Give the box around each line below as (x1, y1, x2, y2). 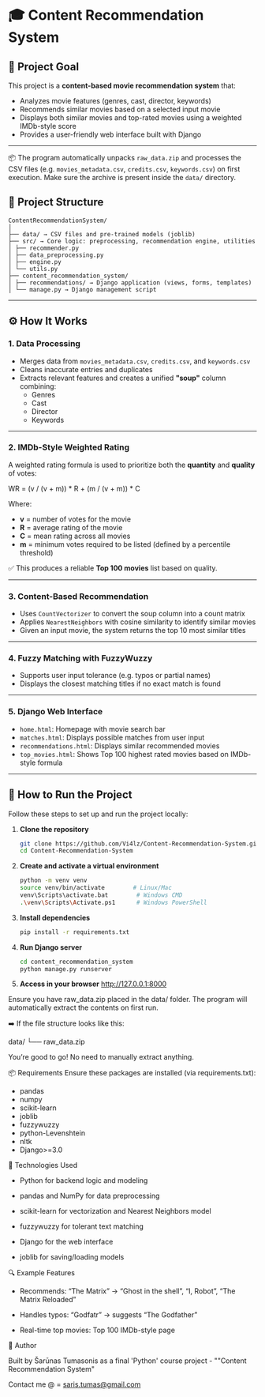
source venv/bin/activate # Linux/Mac (19, 884, 172, 892)
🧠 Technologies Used (8, 1161, 77, 1170)
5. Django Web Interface (8, 706, 103, 717)
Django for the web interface (19, 1237, 114, 1247)
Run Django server (19, 942, 83, 952)
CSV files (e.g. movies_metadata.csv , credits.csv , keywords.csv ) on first (8, 164, 241, 174)
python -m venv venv (19, 876, 88, 885)
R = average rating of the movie (19, 522, 123, 532)
